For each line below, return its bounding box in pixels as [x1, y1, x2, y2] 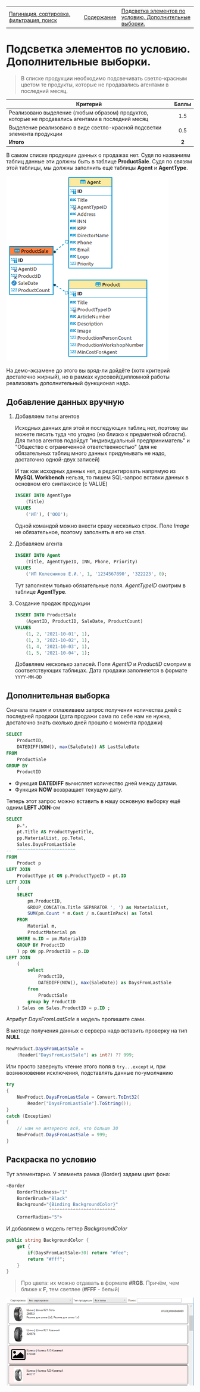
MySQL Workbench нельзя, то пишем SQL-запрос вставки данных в [14, 474, 189, 481]
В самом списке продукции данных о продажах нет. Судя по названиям [6, 151, 190, 159]
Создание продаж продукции [14, 600, 90, 607]
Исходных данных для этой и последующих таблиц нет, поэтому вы [14, 424, 189, 432]
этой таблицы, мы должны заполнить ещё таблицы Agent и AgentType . [6, 165, 189, 172]
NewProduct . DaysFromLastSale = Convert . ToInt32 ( [17, 1094, 140, 1100]
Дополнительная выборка [6, 690, 110, 700]
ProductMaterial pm [27, 929, 76, 936]
